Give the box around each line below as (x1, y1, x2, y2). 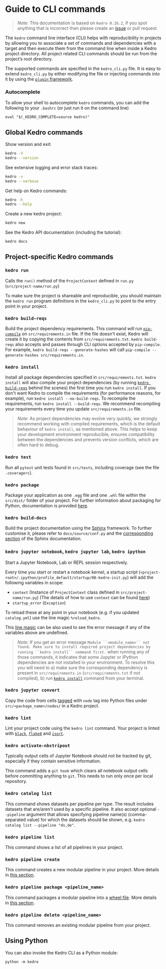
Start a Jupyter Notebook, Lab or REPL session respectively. (5, 559, 128, 565)
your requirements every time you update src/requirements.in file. (5, 406, 142, 412)
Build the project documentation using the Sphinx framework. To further (5, 525, 152, 531)
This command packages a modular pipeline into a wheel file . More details (5, 895, 157, 900)
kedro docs (5, 239, 28, 244)
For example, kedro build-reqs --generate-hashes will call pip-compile (5, 346, 150, 353)
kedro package (5, 482, 39, 487)
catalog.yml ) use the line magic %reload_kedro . (5, 615, 101, 621)
